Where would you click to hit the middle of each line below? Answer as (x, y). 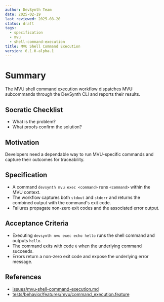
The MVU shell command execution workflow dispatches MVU (69, 89)
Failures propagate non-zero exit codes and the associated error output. (86, 208)
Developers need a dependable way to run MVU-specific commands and (80, 154)
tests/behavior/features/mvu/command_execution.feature (71, 294)
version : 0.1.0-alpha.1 (30, 51)
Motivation (22, 142)
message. (22, 262)
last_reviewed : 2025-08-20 (33, 19)
